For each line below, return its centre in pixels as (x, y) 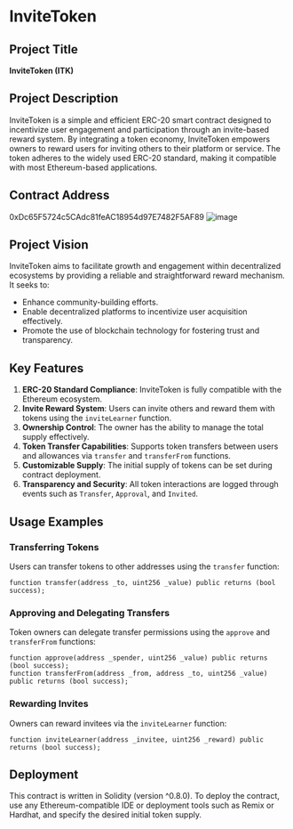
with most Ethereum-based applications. (83, 167)
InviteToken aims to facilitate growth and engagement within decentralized (145, 266)
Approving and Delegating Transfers (90, 613)
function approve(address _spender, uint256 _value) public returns (139, 658)
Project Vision (49, 245)
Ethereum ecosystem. (62, 399)
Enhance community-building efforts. (90, 302)
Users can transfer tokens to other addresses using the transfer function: (144, 566)
